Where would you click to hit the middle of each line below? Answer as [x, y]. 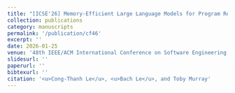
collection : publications [45, 20]
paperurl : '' [26, 66]
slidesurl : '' [28, 59]
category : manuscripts [40, 27]
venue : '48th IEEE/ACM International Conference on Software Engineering [117, 53]
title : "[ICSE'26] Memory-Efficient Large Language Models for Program [114, 14]
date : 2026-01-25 [33, 46]
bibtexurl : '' [28, 72]
